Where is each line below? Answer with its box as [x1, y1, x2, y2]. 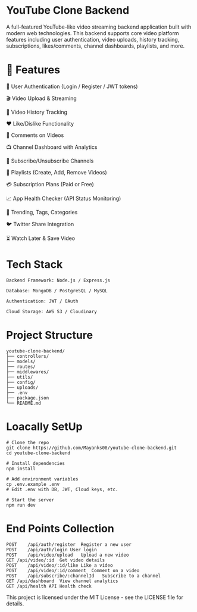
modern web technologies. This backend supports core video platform [6, 29, 180, 36]
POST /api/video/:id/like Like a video [6, 562, 113, 569]
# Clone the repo [6, 439, 49, 445]
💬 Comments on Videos [6, 132, 64, 139]
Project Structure [6, 329, 93, 342]
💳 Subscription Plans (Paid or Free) [6, 180, 94, 188]
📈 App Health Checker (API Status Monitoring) [6, 195, 121, 202]
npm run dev [6, 502, 36, 508]
